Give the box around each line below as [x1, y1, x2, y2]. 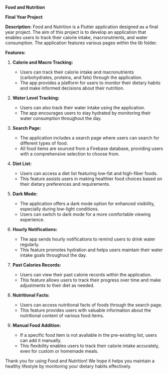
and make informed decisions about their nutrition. [20, 85, 124, 91]
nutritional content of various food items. [20, 313, 104, 319]
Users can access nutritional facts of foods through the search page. [20, 302, 162, 308]
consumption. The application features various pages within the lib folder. [5, 40, 157, 46]
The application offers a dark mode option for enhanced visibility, [20, 201, 155, 206]
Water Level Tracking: [12, 95, 60, 101]
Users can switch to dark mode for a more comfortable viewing [20, 211, 151, 217]
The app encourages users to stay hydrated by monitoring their [20, 110, 151, 116]
